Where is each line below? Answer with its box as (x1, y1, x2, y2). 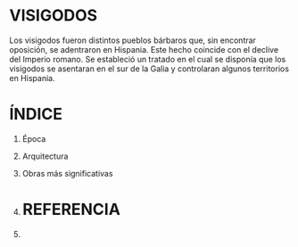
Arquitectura (21, 151, 69, 161)
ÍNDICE (9, 104, 63, 125)
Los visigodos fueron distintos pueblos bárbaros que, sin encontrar (9, 35, 257, 45)
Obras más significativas (21, 168, 113, 178)
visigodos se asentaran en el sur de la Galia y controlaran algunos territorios (9, 63, 290, 74)
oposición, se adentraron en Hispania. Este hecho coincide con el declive (9, 44, 279, 54)
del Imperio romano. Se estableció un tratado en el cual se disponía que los (9, 54, 286, 64)
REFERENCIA (21, 200, 120, 219)
